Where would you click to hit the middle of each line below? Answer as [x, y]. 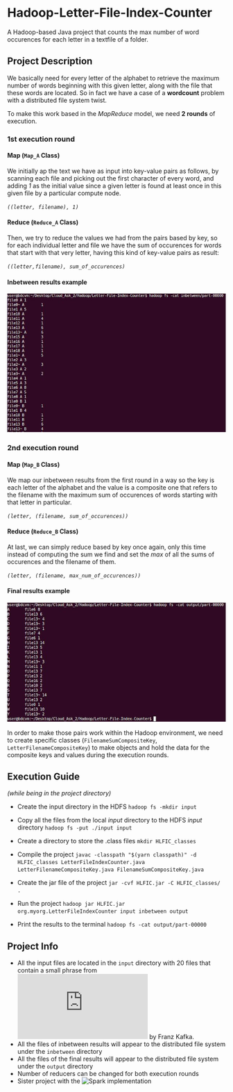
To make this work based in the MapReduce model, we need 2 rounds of [111, 113]
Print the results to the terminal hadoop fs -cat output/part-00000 [112, 925]
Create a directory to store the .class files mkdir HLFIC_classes [106, 841]
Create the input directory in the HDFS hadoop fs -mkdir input [107, 806]
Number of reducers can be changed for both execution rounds [108, 1074]
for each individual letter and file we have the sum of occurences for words [114, 245]
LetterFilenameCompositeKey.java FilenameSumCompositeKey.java [111, 870]
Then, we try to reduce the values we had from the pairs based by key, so [112, 238]
